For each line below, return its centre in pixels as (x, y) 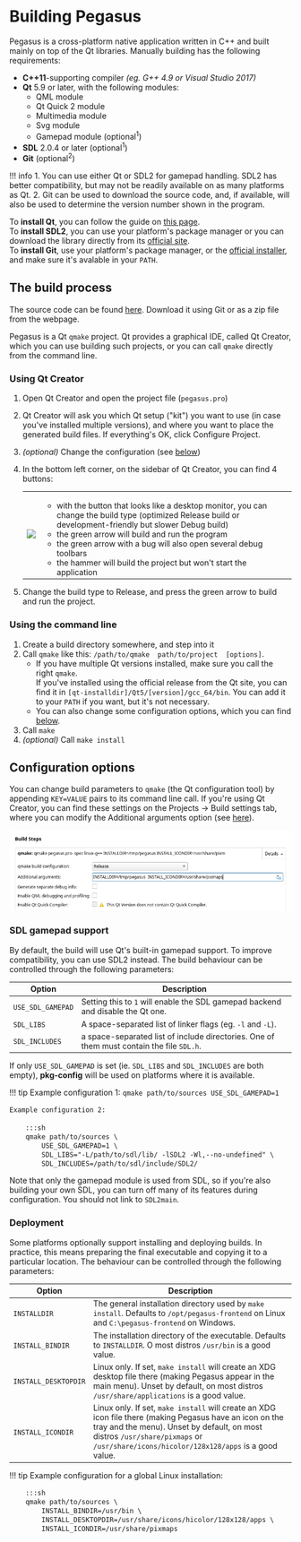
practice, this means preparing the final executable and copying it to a (138, 1252)
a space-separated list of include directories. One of (178, 1036)
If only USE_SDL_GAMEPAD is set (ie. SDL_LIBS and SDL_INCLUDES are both (137, 1066)
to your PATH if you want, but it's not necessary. (123, 702)
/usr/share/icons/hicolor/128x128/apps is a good (185, 1446)
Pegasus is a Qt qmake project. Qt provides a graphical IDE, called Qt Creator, (150, 336)
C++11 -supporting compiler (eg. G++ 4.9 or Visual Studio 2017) (139, 77)
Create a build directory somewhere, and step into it (118, 644)
